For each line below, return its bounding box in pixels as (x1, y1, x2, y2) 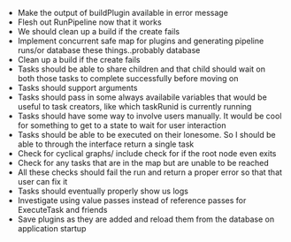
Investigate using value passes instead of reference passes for (17, 195, 247, 206)
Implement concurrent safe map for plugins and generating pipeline (17, 35, 264, 46)
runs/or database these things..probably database (17, 45, 201, 56)
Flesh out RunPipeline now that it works (17, 17, 162, 27)
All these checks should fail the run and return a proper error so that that (17, 167, 283, 178)
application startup (17, 223, 87, 233)
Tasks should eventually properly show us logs (17, 185, 188, 196)
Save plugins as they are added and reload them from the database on (17, 214, 275, 224)
